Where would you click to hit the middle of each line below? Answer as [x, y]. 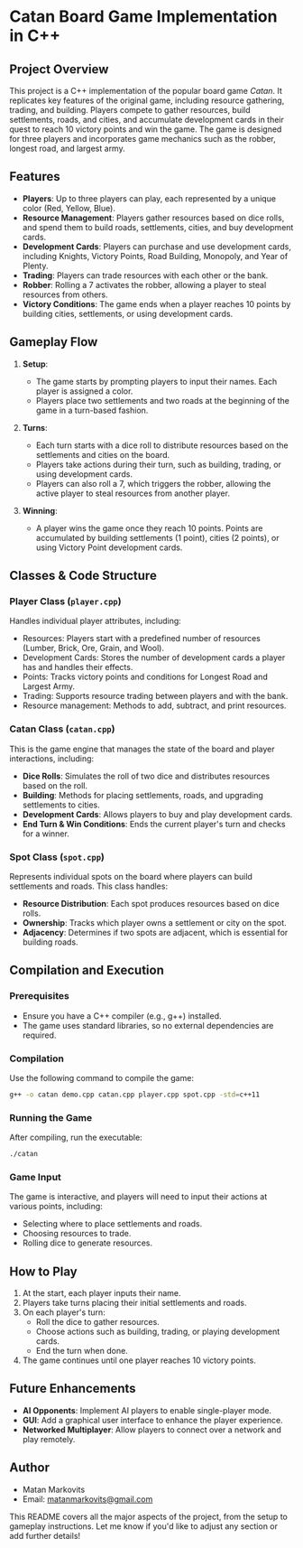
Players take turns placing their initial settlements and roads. [134, 1303]
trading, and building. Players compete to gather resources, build [130, 110]
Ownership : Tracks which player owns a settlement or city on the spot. [154, 922]
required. [39, 1035]
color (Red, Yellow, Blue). [69, 208]
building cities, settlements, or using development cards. [128, 313]
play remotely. [49, 1439]
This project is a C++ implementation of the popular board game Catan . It [146, 91]
